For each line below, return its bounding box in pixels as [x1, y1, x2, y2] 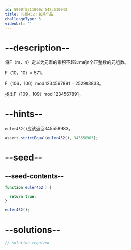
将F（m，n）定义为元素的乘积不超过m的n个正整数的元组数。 [5, 59, 129, 65]
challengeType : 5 [5, 16, 41, 21]
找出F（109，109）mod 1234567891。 [5, 91, 83, 97]
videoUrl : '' [5, 21, 32, 26]
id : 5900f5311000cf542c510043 [5, 7, 68, 12]
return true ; [9, 194, 37, 199]
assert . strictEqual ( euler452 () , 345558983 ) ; [5, 136, 98, 141]
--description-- [5, 43, 70, 53]
